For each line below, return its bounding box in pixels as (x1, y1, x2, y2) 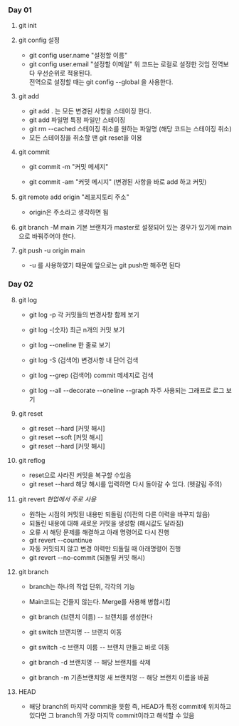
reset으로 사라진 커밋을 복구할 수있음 (28, 471, 132, 479)
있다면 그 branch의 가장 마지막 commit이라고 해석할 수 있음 (28, 711, 195, 720)
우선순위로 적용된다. (36, 69, 92, 78)
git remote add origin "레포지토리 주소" (18, 193, 130, 201)
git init (18, 21, 37, 30)
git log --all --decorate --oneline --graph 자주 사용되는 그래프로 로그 (28, 386, 225, 394)
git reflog (18, 456, 46, 464)
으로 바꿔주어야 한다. (18, 232, 76, 240)
